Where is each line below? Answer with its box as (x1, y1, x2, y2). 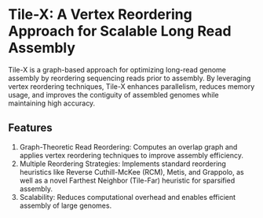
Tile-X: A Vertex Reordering (8, 6, 192, 24)
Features (8, 121, 53, 135)
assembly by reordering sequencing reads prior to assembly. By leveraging (8, 73, 251, 83)
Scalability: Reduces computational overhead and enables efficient (19, 192, 236, 201)
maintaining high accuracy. (8, 98, 96, 108)
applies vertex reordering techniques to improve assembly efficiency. (19, 150, 243, 160)
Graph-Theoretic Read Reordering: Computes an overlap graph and (19, 142, 238, 151)
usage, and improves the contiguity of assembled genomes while (8, 90, 219, 99)
